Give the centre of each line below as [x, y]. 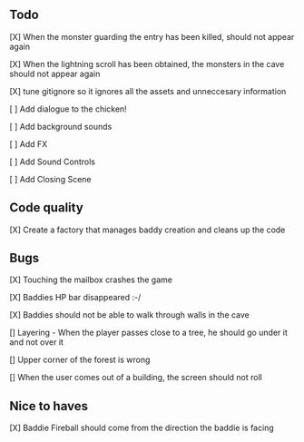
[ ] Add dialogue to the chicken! [68, 109]
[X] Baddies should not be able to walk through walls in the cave [129, 315]
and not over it [36, 342]
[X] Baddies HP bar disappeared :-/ [75, 298]
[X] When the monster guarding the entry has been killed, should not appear [152, 36]
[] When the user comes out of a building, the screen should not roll [136, 378]
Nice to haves [49, 406]
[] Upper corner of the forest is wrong [80, 360]
